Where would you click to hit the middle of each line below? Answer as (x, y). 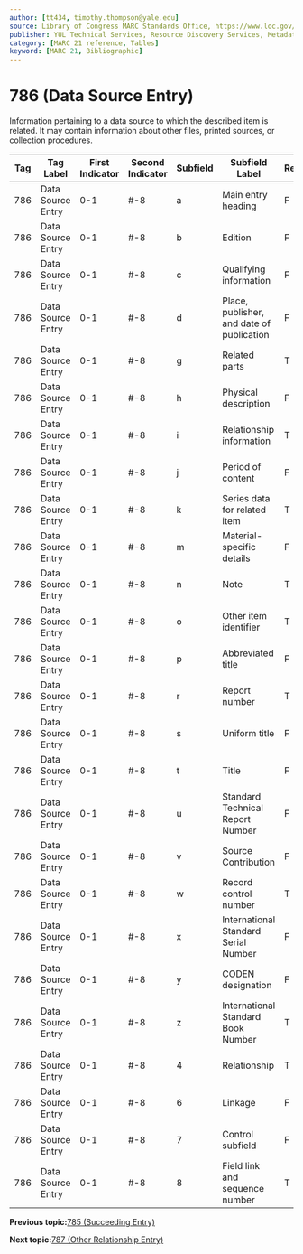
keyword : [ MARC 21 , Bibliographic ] (76, 51)
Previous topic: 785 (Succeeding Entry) (83, 1222)
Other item (245, 616)
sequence (243, 1189)
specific (239, 547)
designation (247, 986)
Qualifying (244, 269)
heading (239, 206)
